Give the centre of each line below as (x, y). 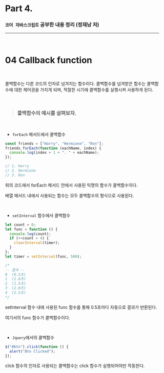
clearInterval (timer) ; (37, 243)
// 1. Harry (17, 166)
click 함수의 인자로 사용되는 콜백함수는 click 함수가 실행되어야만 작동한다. (75, 366)
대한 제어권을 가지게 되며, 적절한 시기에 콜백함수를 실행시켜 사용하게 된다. (84, 90)
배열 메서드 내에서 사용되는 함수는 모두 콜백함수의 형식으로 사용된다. (70, 195)
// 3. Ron (15, 175)
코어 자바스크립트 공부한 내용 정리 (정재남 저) (52, 25)
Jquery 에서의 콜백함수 (33, 337)
